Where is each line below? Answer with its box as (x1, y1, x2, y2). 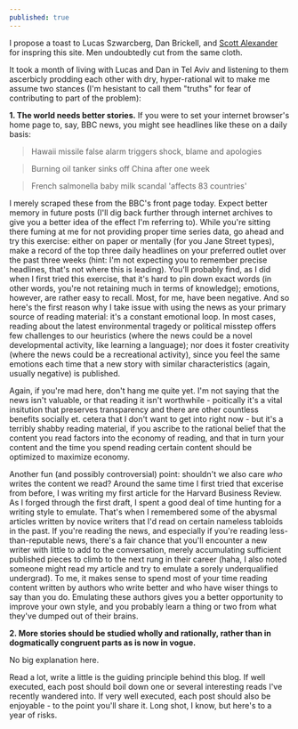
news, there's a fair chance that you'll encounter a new (66, 535, 268, 546)
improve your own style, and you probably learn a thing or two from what (9, 601, 278, 612)
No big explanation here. (9, 654, 100, 665)
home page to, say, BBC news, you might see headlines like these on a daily (9, 119, 287, 130)
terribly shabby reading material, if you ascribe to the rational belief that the (9, 423, 286, 433)
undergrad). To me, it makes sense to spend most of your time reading (9, 572, 269, 583)
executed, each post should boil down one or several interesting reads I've (9, 681, 283, 692)
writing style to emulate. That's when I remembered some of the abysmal (9, 506, 278, 517)
